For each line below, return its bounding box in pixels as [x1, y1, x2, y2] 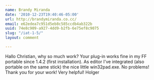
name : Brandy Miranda [5, 7, 50, 12]
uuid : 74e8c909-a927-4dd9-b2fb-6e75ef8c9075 [5, 26, 99, 31]
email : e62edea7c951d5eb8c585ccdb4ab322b [5, 21, 93, 26]
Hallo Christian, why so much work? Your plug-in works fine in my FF [5, 53, 147, 59]
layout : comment [5, 35, 39, 40]
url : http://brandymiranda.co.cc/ [5, 16, 77, 21]
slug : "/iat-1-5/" [5, 30, 43, 35]
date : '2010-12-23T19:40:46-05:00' [5, 12, 79, 17]
